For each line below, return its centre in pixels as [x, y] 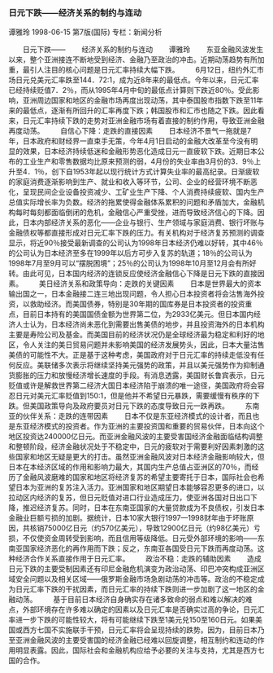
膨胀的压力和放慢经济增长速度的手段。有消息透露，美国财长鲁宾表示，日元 [140, 376]
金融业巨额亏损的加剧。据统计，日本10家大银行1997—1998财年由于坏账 [128, 518]
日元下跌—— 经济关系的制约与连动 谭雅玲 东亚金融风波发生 [143, 50]
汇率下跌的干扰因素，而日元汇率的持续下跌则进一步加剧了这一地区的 [143, 589]
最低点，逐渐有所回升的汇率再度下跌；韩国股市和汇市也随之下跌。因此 [140, 111]
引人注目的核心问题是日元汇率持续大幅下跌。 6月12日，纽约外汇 [143, 70]
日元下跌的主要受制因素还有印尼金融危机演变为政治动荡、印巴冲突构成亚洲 [133, 569]
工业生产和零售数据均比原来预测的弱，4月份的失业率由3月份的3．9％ [138, 161]
